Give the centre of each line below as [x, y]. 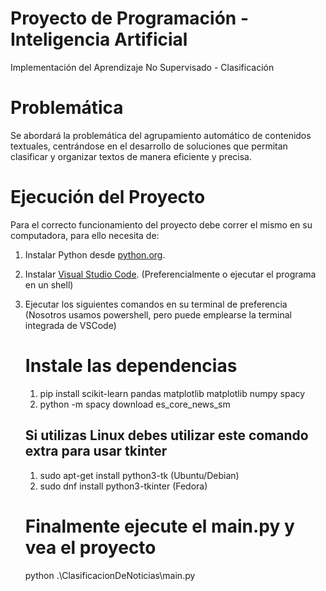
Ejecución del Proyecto [108, 197]
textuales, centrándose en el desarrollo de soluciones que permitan [149, 146]
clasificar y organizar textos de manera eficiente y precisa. [131, 156]
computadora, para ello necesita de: [85, 235]
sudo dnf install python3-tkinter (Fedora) [123, 486]
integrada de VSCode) [70, 325]
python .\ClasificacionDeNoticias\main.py [110, 575]
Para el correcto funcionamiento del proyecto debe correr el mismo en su [161, 224]
